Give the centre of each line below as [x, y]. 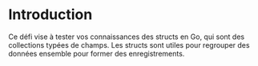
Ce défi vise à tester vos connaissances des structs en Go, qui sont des [127, 37]
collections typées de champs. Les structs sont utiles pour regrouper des [129, 45]
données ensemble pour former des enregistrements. [97, 53]
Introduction [50, 15]
